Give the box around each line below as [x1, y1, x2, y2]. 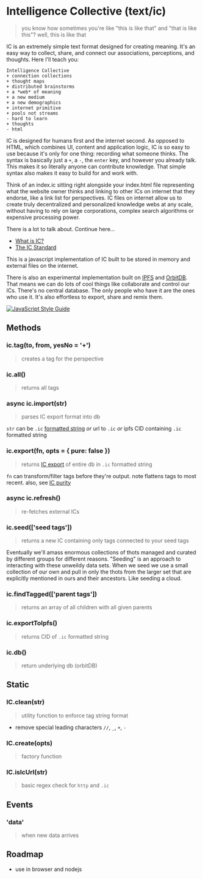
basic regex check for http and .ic [21, 782, 110, 789]
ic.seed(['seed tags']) [6, 523, 72, 531]
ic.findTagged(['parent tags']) [6, 590, 98, 598]
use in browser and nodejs [15, 865, 82, 873]
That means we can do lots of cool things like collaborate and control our [6, 280, 190, 287]
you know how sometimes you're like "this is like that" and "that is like [21, 24, 197, 32]
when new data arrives [21, 831, 79, 839]
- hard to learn [6, 115, 48, 121]
